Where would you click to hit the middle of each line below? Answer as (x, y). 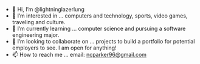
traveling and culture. (39, 22)
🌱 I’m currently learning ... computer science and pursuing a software (99, 28)
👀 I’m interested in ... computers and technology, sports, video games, (100, 16)
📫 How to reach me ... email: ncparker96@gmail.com (79, 55)
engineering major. (36, 35)
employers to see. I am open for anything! (64, 48)
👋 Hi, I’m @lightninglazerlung (48, 9)
